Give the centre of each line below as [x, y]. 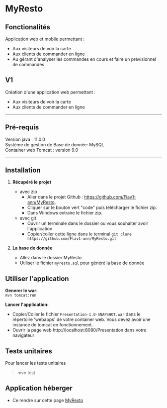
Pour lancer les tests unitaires [36, 363]
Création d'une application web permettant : [50, 92]
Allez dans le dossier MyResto [51, 258]
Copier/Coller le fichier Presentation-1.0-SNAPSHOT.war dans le [76, 314]
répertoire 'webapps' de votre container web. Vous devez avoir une [81, 319]
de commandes [28, 64]
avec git [28, 218]
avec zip [28, 192]
